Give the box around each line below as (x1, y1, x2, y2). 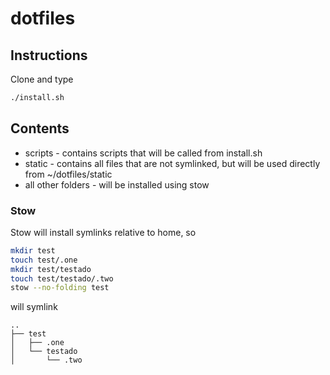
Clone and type (10, 73, 74, 85)
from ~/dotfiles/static (24, 168, 113, 180)
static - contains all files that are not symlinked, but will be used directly (24, 157, 321, 169)
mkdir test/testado (10, 264, 92, 274)
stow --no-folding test (10, 283, 110, 293)
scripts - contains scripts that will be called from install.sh (24, 147, 263, 159)
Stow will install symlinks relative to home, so (10, 226, 197, 238)
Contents (10, 120, 70, 137)
